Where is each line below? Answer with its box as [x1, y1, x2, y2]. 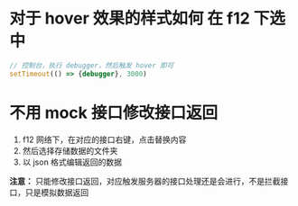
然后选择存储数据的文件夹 [22, 145, 118, 156]
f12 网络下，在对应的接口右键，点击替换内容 [22, 134, 187, 145]
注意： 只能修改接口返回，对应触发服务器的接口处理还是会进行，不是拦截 [9, 175, 281, 186]
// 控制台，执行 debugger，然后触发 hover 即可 [9, 60, 174, 70]
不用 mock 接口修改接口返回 [9, 103, 219, 122]
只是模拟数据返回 [24, 186, 88, 198]
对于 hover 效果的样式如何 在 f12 [9, 8, 250, 29]
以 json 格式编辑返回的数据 [22, 157, 123, 167]
